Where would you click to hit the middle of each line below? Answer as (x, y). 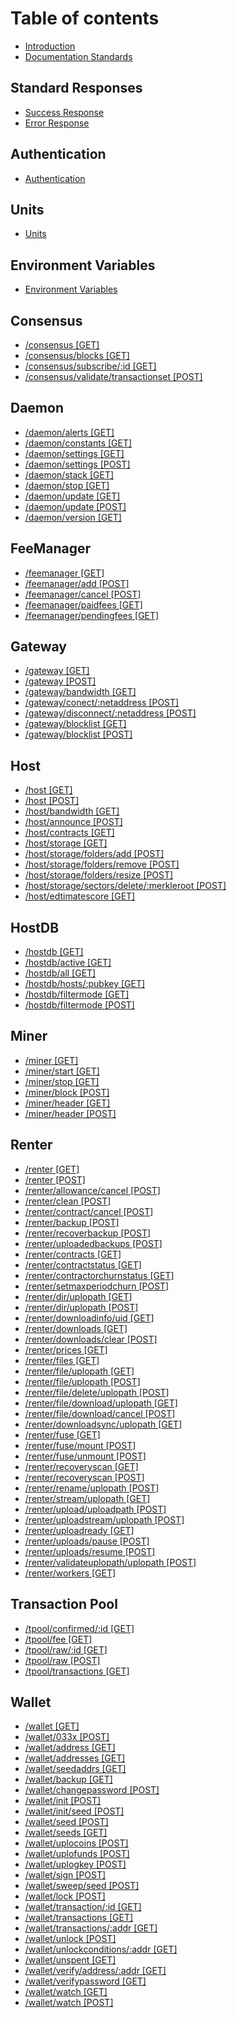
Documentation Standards (78, 56)
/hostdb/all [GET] (60, 973)
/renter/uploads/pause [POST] (87, 1541)
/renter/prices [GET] (66, 1349)
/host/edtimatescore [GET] (80, 896)
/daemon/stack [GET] (69, 474)
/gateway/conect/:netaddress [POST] (102, 703)
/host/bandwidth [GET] (72, 811)
